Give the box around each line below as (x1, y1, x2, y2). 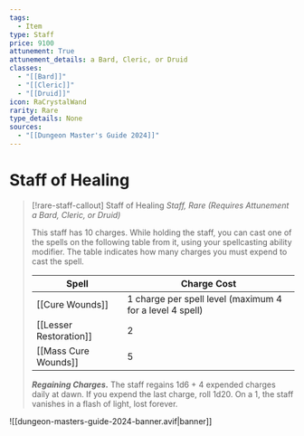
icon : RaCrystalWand (9, 97, 88, 107)
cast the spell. (31, 255, 84, 267)
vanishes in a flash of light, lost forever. (31, 398, 178, 409)
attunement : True (9, 47, 75, 56)
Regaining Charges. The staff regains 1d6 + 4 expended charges (31, 379, 276, 390)
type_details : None (9, 114, 83, 123)
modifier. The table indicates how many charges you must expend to (31, 246, 288, 257)
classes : (9, 64, 43, 73)
